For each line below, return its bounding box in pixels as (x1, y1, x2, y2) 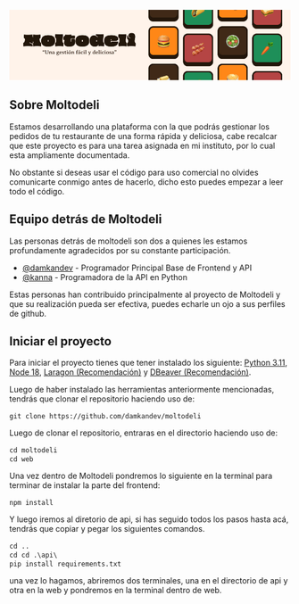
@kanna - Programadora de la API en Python (21, 271, 187, 282)
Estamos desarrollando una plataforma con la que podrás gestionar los (9, 121, 270, 132)
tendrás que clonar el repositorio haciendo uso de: (9, 393, 195, 404)
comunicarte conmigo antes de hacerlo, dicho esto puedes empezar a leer (9, 176, 284, 187)
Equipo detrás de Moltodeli (9, 211, 162, 228)
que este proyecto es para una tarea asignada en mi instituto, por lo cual (9, 140, 276, 151)
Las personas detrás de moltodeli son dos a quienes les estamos (9, 236, 248, 246)
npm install (9, 499, 54, 508)
